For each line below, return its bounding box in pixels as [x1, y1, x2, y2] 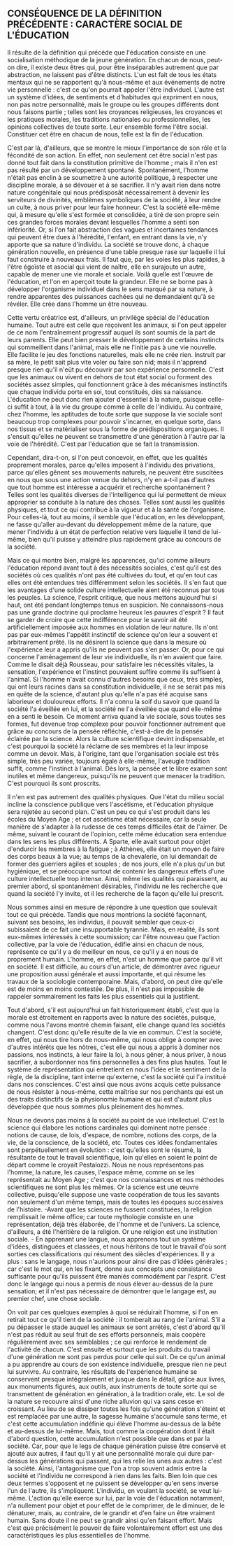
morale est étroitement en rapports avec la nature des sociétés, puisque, [7, 1013, 217, 1021]
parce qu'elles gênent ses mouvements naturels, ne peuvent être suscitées [7, 468, 224, 477]
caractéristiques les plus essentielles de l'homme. [7, 1531, 152, 1539]
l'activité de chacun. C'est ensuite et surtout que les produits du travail [7, 1345, 211, 1354]
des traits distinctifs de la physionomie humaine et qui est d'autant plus [7, 1095, 212, 1103]
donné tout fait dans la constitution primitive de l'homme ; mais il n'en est [7, 158, 218, 167]
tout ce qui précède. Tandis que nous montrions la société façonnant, [7, 910, 207, 918]
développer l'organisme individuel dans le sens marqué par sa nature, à [7, 285, 213, 293]
